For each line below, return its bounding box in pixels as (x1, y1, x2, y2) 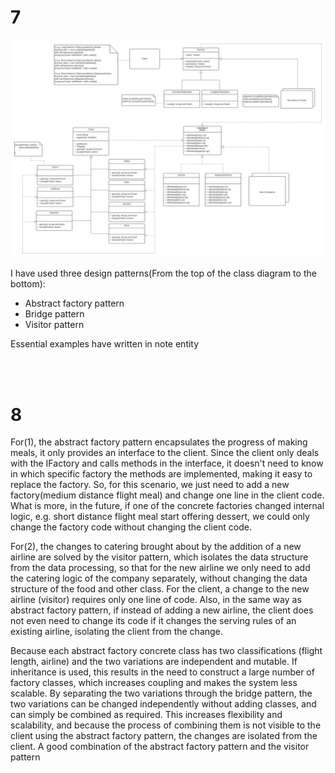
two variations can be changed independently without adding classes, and (10, 698, 317, 710)
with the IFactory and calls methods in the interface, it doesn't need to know (10, 457, 324, 470)
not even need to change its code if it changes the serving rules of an (10, 615, 297, 627)
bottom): (10, 278, 46, 290)
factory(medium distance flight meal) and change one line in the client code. (10, 489, 325, 501)
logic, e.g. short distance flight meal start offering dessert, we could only (10, 511, 310, 523)
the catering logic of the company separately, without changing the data (10, 572, 308, 585)
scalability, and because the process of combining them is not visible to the (10, 719, 322, 731)
